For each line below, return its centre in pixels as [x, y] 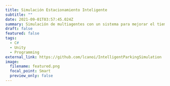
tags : [11, 38]
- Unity [18, 48]
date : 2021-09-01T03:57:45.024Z [39, 19]
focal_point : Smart [30, 71]
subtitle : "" [19, 15]
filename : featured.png [35, 66]
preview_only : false [31, 76]
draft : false [19, 29]
